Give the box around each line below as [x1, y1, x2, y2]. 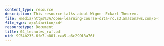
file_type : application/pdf [5, 20, 62, 25]
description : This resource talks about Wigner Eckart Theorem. [5, 11, 139, 16]
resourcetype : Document [5, 25, 54, 30]
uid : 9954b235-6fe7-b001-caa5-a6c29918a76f [5, 34, 95, 39]
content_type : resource [5, 7, 54, 12]
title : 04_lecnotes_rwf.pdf [5, 29, 62, 34]
